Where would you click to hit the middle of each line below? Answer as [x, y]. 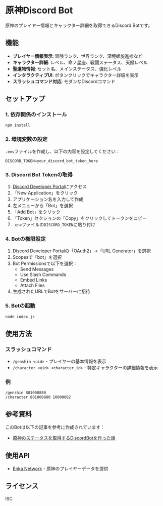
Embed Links [34, 280]
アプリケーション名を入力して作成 [48, 199]
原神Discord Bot [39, 10]
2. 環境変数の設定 [26, 139]
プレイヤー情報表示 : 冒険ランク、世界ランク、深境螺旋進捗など [77, 56]
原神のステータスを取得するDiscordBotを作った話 [64, 438]
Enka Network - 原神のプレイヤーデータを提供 [60, 469]
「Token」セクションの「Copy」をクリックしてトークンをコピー [80, 218]
